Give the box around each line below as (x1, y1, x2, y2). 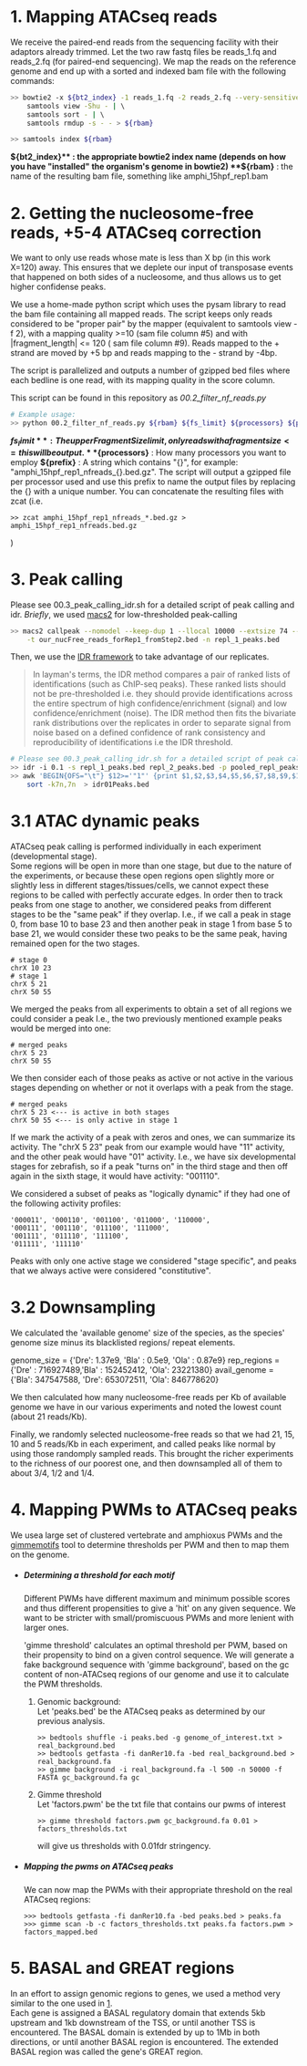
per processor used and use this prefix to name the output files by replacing (10, 476, 296, 487)
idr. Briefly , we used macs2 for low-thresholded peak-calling (10, 608, 238, 619)
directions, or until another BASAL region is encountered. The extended (10, 2036, 279, 2047)
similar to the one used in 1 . (10, 1998, 113, 2009)
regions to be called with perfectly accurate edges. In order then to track (10, 889, 283, 900)
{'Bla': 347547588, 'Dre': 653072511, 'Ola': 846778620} (10, 1374, 220, 1385)
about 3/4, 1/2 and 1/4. (10, 1467, 95, 1479)
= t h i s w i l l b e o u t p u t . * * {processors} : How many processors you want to (10, 447, 287, 458)
